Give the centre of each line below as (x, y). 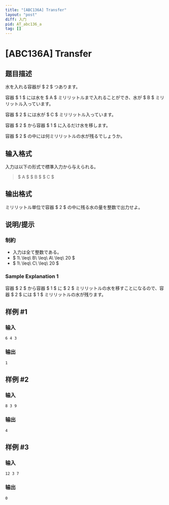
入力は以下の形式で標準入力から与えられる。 (52, 166)
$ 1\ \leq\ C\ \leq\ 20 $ (36, 263)
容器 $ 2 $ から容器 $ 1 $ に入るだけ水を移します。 (58, 125)
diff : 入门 (16, 19)
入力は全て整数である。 (37, 252)
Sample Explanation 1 (32, 276)
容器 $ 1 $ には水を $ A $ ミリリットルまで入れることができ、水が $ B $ (80, 98)
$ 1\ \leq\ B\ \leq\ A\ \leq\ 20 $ (44, 258)
